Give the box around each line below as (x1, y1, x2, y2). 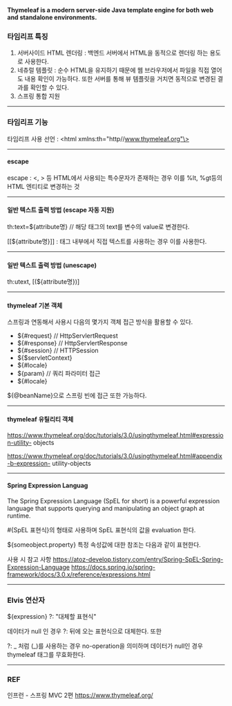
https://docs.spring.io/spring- (71, 563, 156, 571)
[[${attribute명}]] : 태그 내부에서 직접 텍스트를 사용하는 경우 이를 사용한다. (7, 237, 207, 245)
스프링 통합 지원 (17, 92, 60, 100)
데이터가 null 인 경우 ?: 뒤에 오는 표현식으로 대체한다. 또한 (7, 627, 162, 635)
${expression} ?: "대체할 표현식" (7, 613, 97, 621)
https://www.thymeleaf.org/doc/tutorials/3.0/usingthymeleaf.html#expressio (7, 431, 224, 439)
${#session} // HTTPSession (17, 346, 99, 355)
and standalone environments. (7, 13, 97, 21)
